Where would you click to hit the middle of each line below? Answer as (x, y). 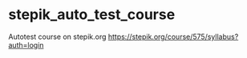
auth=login (26, 44)
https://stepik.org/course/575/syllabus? (173, 37)
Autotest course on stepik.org (57, 37)
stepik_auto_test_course (92, 15)
